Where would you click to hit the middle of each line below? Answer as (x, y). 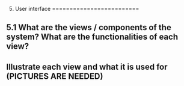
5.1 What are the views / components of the (89, 27)
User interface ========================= (77, 9)
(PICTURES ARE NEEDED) (55, 76)
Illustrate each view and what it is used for (87, 66)
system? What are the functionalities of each (92, 37)
